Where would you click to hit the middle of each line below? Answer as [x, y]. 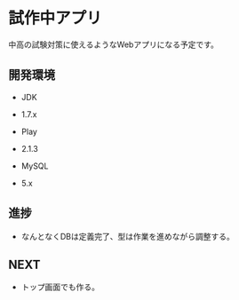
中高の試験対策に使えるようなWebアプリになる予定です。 [113, 44]
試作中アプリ [56, 18]
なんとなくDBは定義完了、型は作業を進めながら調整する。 [127, 236]
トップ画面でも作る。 [60, 287]
